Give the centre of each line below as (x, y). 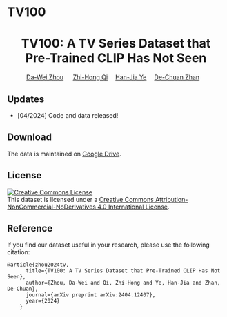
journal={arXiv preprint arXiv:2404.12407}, (90, 295)
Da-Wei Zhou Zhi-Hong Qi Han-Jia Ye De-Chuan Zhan (113, 77)
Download (29, 137)
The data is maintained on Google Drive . (65, 154)
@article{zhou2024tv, (38, 265)
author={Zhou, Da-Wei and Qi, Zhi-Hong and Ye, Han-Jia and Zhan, (123, 283)
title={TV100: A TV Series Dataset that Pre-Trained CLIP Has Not (123, 271)
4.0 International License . (134, 207)
